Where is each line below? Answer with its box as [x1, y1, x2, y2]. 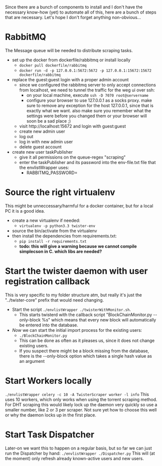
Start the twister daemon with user [5, 266, 148, 277]
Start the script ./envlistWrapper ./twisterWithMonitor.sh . [12, 306, 131, 312]
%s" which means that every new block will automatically [42, 317, 156, 323]
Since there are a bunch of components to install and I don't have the [5, 4, 143, 10]
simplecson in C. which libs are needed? [19, 248, 103, 254]
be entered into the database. [19, 322, 78, 328]
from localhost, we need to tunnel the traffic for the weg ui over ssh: [19, 87, 155, 93]
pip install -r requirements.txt [19, 239, 87, 244]
